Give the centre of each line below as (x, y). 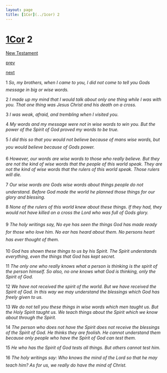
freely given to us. (24, 297)
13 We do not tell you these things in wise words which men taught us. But (82, 307)
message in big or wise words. (37, 90)
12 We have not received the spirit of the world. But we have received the (81, 287)
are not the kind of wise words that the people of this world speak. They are (84, 164)
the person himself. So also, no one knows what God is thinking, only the (81, 272)
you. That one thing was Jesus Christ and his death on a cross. (71, 105)
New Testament (22, 53)
